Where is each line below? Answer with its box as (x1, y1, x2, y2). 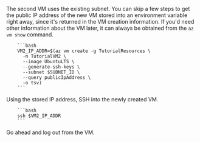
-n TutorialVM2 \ (22, 53, 67, 59)
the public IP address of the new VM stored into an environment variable (6, 12, 188, 19)
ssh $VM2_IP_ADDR (17, 113, 61, 119)
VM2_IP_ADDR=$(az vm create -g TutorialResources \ (17, 48, 151, 54)
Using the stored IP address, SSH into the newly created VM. (6, 96, 159, 103)
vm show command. (6, 31, 53, 38)
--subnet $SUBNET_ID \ (22, 69, 80, 75)
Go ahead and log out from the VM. (6, 129, 95, 136)
